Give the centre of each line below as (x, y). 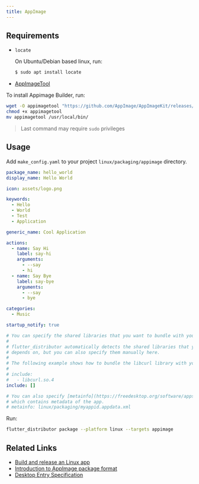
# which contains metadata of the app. (55, 401)
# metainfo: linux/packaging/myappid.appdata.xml (69, 407)
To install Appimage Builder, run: (46, 95)
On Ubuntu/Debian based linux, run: (58, 61)
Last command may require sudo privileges (73, 128)
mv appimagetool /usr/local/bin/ (47, 117)
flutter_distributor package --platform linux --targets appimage (90, 429)
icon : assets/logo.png (34, 189)
